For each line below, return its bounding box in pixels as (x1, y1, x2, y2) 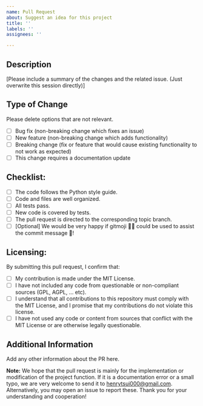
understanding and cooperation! (6, 393, 87, 401)
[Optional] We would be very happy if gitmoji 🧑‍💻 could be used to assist (15, 223, 195, 230)
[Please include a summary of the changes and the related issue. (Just (6, 75, 183, 83)
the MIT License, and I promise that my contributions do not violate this (15, 302, 193, 310)
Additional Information (6, 339, 93, 350)
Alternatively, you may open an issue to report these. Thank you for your (6, 387, 187, 394)
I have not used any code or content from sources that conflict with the (15, 315, 193, 322)
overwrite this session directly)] (6, 81, 85, 89)
